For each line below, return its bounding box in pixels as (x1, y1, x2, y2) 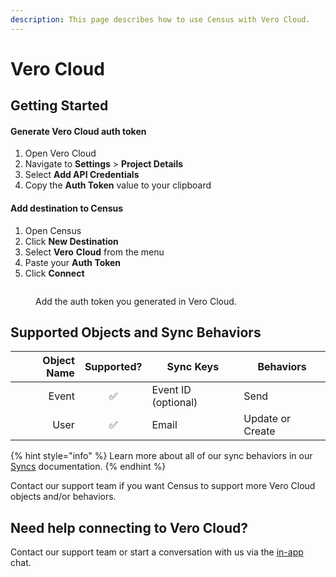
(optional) (151, 396, 198, 410)
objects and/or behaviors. (10, 491, 117, 503)
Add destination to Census (10, 202, 124, 214)
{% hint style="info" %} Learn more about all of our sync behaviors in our (10, 450, 313, 462)
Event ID (151, 383, 192, 397)
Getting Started (10, 97, 109, 115)
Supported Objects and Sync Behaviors (10, 324, 262, 341)
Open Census (24, 224, 82, 236)
